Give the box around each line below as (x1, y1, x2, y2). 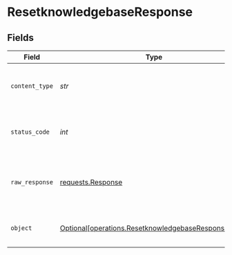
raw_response (10, 178, 54, 186)
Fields (7, 32, 35, 44)
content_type (10, 82, 54, 90)
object (10, 225, 32, 232)
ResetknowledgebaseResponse (7, 4, 193, 20)
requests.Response (59, 177, 123, 187)
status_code (10, 128, 50, 136)
